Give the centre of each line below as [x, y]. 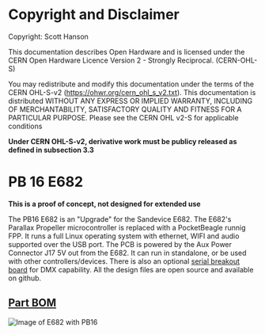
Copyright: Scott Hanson [49, 36]
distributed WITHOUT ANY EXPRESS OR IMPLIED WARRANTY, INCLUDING [131, 101]
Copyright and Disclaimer [94, 15]
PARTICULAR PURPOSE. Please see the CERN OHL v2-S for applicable [123, 117]
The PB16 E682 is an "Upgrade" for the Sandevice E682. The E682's [120, 219]
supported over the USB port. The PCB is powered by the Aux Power [120, 244]
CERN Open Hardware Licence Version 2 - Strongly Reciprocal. [111, 60]
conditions [25, 126]
